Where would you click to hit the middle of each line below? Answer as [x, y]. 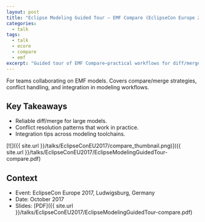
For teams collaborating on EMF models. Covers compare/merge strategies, [102, 81]
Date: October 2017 [39, 199]
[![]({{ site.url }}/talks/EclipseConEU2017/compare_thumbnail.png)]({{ [94, 146]
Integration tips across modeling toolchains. [70, 134]
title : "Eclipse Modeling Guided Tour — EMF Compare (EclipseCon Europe [101, 18]
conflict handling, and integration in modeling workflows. [78, 87]
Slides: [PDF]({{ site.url [44, 206]
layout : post [23, 12]
